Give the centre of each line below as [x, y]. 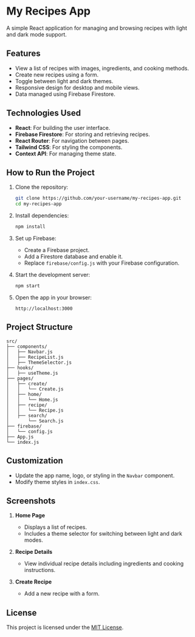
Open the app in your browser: [53, 297]
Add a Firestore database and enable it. [74, 257]
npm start [28, 286]
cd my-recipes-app [38, 204]
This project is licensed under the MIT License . [65, 627]
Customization [35, 461]
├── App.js [20, 437]
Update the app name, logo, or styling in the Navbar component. [95, 475]
